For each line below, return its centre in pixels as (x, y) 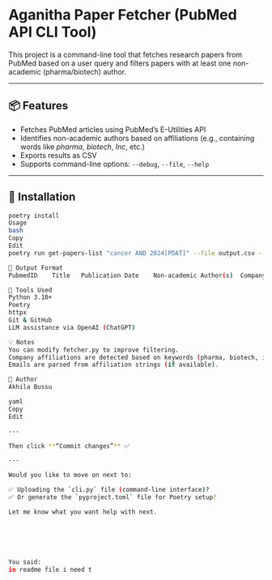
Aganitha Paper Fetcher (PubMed (123, 15)
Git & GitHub (30, 320)
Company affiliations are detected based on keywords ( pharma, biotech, (134, 357)
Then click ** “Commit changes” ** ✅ (69, 446)
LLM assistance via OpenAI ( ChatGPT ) (72, 327)
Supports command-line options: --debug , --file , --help (115, 164)
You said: (25, 562)
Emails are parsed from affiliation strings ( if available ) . (114, 365)
